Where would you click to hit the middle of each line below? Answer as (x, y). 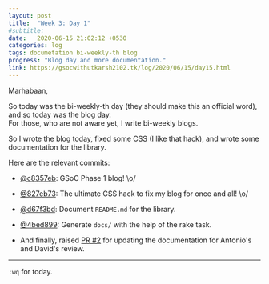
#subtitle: (26, 30)
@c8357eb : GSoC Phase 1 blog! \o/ (78, 178)
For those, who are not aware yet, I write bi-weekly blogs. (103, 123)
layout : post (30, 16)
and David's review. (52, 248)
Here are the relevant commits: (59, 162)
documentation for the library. (57, 147)
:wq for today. (31, 271)
